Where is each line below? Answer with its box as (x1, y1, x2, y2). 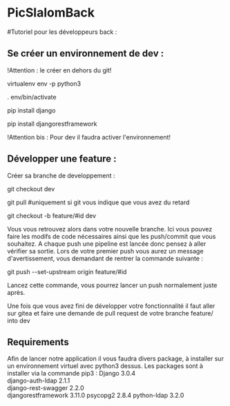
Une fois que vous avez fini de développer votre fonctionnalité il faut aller (7, 302, 215, 310)
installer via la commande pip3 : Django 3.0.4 (7, 369, 136, 378)
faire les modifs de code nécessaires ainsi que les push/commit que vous (7, 232, 216, 240)
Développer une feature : (7, 153, 117, 165)
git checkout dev (7, 184, 55, 193)
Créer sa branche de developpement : (7, 171, 115, 180)
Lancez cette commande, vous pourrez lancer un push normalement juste (7, 281, 218, 289)
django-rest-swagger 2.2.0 (7, 384, 84, 392)
